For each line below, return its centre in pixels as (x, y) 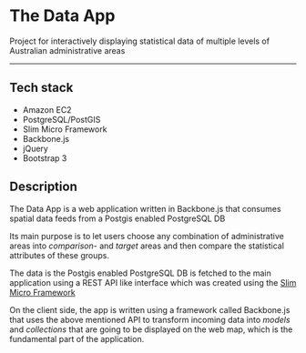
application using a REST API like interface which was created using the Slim (153, 282)
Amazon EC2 (47, 109)
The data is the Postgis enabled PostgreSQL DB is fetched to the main (140, 273)
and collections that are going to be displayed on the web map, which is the (151, 329)
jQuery (35, 148)
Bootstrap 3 (45, 158)
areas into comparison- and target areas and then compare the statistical (147, 246)
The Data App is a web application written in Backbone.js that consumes (145, 208)
